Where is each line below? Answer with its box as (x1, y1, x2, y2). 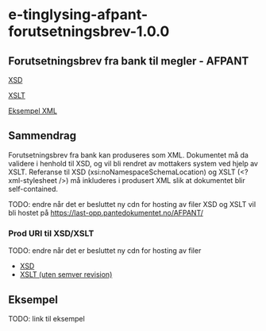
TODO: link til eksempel (8, 313, 85, 323)
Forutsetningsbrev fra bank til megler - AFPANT (8, 54, 249, 68)
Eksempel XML (8, 106, 58, 115)
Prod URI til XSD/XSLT (8, 228, 94, 239)
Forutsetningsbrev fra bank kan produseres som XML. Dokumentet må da (8, 150, 249, 160)
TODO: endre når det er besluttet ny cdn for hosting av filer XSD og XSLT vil (8, 199, 256, 208)
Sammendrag (8, 129, 77, 142)
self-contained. (8, 184, 58, 193)
